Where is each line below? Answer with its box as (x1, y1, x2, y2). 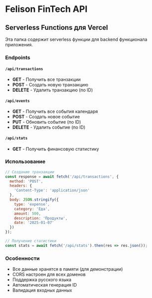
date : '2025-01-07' (14, 220, 55, 225)
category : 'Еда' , (14, 206, 50, 212)
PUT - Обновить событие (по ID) (12, 119, 81, 125)
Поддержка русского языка (12, 277, 72, 283)
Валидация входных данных (12, 287, 73, 294)
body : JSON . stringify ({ (9, 197, 59, 202)
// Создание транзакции (5, 169, 55, 174)
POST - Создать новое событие (12, 114, 80, 120)
